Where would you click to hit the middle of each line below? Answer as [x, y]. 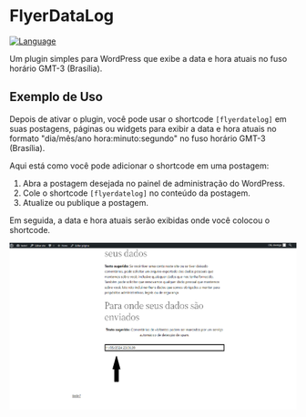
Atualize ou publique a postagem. [85, 202]
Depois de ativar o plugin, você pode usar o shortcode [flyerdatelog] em [148, 118]
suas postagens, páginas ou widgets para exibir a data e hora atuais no [143, 128]
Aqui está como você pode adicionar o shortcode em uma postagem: [139, 166]
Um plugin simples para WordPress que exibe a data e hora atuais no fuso [148, 58]
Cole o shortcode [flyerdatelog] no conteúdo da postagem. [136, 193]
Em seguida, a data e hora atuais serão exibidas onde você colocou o [140, 220]
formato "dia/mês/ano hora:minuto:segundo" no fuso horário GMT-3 [138, 138]
